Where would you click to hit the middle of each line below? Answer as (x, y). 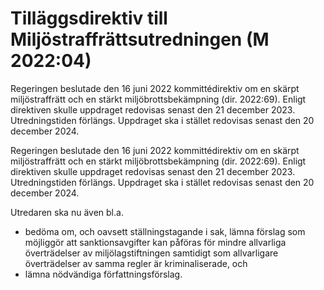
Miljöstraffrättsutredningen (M (140, 39)
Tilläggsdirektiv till (89, 18)
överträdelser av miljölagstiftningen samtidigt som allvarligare (151, 253)
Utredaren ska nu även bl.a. (67, 212)
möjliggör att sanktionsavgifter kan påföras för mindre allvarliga (155, 242)
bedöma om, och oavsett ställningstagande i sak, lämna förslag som (165, 231)
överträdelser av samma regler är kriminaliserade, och (136, 263)
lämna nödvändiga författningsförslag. (103, 274)
